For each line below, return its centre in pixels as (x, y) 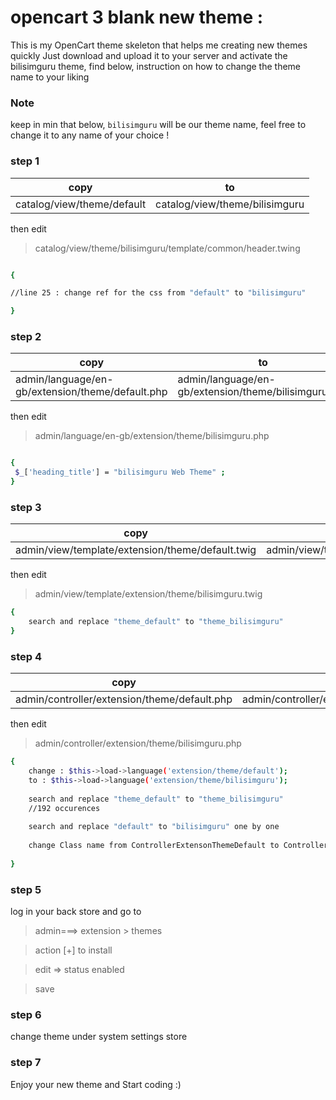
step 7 (26, 1063)
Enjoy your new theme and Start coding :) (96, 1084)
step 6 (26, 1015)
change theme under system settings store (99, 1037)
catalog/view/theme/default (81, 204)
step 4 (26, 656)
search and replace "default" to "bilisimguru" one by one (154, 827)
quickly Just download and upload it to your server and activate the (149, 55)
